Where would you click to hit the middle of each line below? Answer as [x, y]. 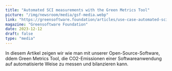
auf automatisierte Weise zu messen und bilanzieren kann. [67, 64]
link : [11, 19]
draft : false [19, 34]
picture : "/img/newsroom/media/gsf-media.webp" [57, 15]
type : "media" [20, 39]
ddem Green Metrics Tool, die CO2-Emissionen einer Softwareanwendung [84, 58]
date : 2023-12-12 [24, 29]
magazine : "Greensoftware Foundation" [47, 24]
